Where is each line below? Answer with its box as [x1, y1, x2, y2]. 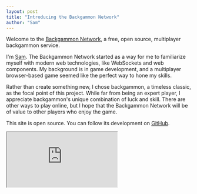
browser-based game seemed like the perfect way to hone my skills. [6, 72, 172, 79]
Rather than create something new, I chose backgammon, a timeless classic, [6, 83, 191, 91]
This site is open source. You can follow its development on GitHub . [6, 120, 170, 127]
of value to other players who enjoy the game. [6, 108, 118, 115]
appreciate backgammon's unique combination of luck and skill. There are [6, 96, 186, 103]
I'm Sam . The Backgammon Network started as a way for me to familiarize [6, 53, 186, 61]
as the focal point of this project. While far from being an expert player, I [6, 89, 181, 97]
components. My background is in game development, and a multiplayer [6, 66, 181, 73]
